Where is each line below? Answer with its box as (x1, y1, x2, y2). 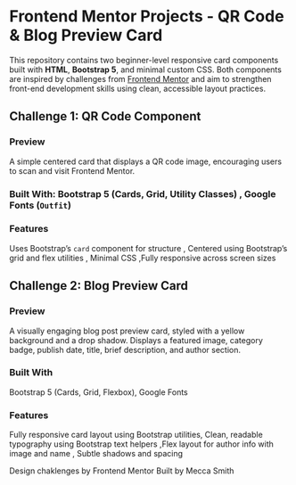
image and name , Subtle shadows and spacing (9, 448, 184, 459)
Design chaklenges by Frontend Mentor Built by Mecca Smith (9, 465, 234, 476)
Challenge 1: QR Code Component (9, 109, 201, 124)
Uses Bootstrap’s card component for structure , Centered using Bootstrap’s (9, 242, 288, 253)
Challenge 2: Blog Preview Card (9, 278, 189, 293)
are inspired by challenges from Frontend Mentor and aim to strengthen (9, 73, 272, 84)
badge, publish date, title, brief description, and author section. (9, 344, 241, 355)
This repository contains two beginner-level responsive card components (9, 54, 279, 65)
